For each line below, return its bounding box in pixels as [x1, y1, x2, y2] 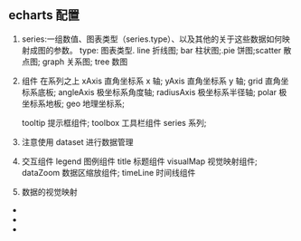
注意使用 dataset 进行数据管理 [21, 136, 134, 147]
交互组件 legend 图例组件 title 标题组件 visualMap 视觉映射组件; [21, 156, 259, 167]
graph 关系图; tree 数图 [42, 56, 128, 67]
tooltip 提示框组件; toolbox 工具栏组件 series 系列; [21, 117, 207, 128]
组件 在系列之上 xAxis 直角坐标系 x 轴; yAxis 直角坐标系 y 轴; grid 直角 [21, 75, 281, 86]
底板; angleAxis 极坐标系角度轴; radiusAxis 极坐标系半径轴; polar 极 [37, 86, 287, 97]
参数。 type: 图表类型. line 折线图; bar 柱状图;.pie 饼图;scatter [52, 44, 282, 55]
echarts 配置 [8, 7, 80, 24]
